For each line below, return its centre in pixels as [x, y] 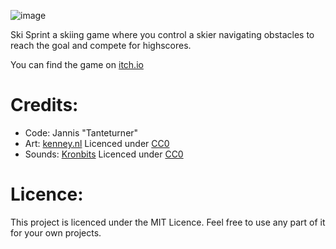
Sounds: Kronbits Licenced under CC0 [104, 154]
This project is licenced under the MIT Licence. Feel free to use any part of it [168, 222]
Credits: [44, 105]
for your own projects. [56, 232]
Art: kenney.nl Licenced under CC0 [97, 143]
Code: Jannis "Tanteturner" [81, 132]
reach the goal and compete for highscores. [101, 45]
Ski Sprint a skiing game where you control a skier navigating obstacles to [162, 34]
